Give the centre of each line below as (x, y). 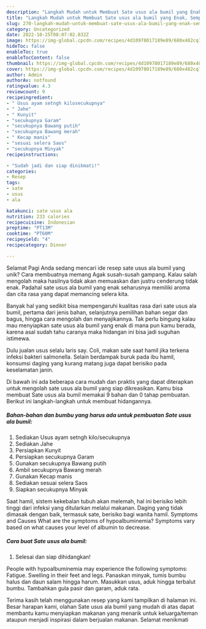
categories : (21, 171)
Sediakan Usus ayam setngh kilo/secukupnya (73, 437)
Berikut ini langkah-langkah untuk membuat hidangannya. (79, 401)
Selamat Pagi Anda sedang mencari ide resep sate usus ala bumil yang (96, 268)
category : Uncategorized (38, 29)
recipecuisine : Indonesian (41, 222)
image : (15, 40)
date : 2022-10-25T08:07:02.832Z (48, 35)
